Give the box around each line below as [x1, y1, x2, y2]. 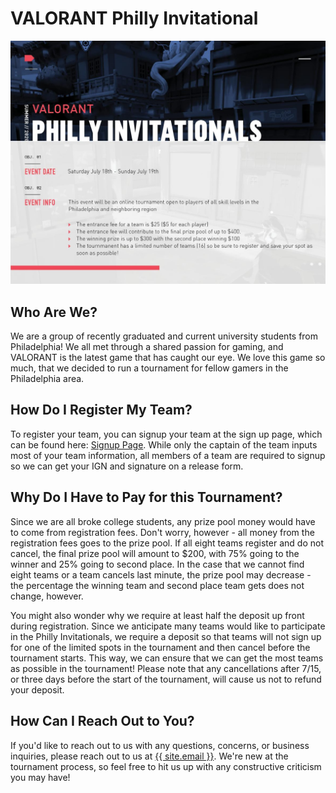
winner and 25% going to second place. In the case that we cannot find [10, 558, 305, 570]
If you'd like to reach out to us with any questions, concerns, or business [10, 739, 310, 751]
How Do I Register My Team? [10, 402, 193, 419]
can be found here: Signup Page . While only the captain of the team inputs [10, 438, 318, 451]
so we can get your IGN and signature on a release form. [10, 460, 244, 472]
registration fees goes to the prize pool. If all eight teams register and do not [10, 537, 324, 549]
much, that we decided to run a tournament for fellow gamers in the [10, 362, 289, 374]
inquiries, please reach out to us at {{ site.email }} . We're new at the [10, 750, 289, 762]
